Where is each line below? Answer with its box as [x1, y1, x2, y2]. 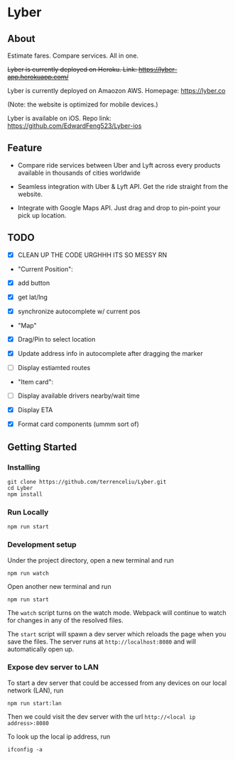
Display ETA [17, 406, 53, 414]
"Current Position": [17, 264, 73, 273]
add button [17, 278, 50, 287]
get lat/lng [17, 293, 48, 301]
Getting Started [7, 441, 77, 453]
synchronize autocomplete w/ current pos [17, 307, 141, 315]
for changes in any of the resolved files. [7, 616, 124, 624]
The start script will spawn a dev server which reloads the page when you [7, 629, 226, 638]
